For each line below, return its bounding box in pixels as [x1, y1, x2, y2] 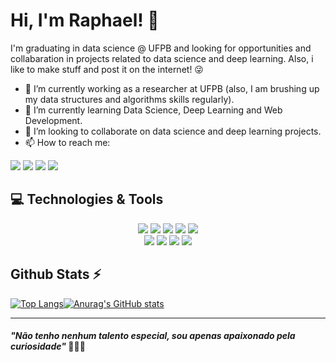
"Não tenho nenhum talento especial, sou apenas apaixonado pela [10, 330, 296, 342]
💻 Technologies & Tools [10, 191, 164, 208]
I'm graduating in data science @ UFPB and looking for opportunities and [10, 42, 312, 54]
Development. [24, 114, 83, 126]
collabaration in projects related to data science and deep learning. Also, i [10, 52, 314, 64]
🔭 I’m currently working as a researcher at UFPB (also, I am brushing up [24, 82, 320, 94]
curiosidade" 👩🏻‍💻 [10, 340, 86, 353]
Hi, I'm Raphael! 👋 [10, 9, 160, 32]
